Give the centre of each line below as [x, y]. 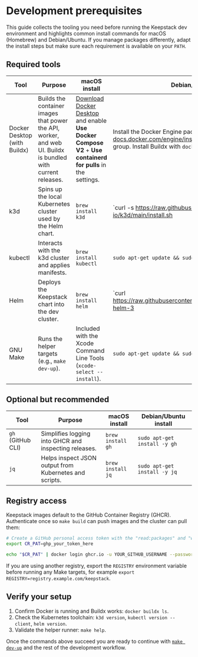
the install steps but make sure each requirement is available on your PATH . [96, 46]
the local [50, 196]
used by [49, 218]
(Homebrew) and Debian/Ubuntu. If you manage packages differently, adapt [98, 40]
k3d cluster [54, 258]
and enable [91, 120]
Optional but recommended [58, 400]
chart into [51, 304]
